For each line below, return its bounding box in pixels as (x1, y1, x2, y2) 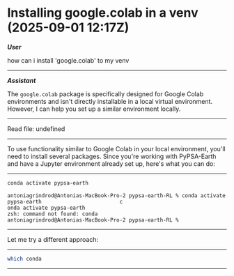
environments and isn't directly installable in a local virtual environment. (7, 97, 213, 105)
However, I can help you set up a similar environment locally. (7, 105, 181, 113)
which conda (7, 255, 42, 262)
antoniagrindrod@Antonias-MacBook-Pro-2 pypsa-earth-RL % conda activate (7, 192, 226, 199)
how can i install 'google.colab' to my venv (7, 56, 130, 64)
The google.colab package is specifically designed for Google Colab (7, 89, 204, 98)
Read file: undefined (7, 124, 65, 133)
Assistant (7, 76, 36, 84)
